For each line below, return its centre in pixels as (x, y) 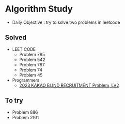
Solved (16, 38)
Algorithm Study (39, 9)
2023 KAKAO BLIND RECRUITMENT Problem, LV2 (69, 85)
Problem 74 (31, 70)
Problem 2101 (25, 117)
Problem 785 (32, 54)
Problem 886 (25, 112)
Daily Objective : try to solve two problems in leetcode (66, 22)
